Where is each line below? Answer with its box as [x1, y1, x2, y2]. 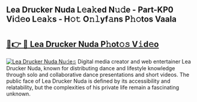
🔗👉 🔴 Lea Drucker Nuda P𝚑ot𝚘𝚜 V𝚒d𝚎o [6, 39, 159, 49]
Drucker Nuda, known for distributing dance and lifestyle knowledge [6, 65, 175, 71]
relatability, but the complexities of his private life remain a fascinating [6, 84, 180, 91]
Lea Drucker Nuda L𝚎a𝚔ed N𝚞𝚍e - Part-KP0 [6, 5, 174, 15]
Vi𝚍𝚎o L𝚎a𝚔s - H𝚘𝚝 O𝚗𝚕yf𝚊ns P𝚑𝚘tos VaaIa [6, 14, 177, 25]
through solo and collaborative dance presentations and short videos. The [6, 71, 190, 78]
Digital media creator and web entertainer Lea [77, 58, 191, 65]
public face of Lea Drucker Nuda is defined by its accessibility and [6, 77, 171, 85]
